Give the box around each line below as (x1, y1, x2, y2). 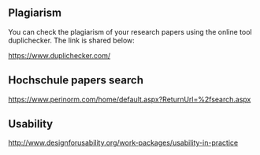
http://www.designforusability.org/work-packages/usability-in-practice (8, 138, 239, 148)
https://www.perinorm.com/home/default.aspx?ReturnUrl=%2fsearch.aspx (8, 94, 251, 104)
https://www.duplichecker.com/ (8, 50, 111, 60)
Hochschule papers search (8, 74, 144, 87)
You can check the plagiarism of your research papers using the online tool (8, 27, 252, 36)
